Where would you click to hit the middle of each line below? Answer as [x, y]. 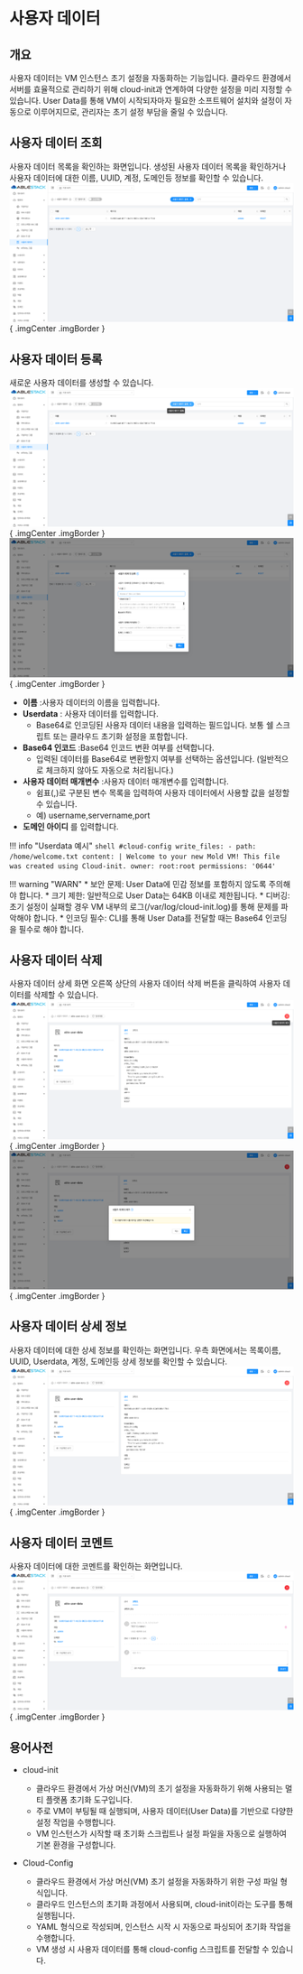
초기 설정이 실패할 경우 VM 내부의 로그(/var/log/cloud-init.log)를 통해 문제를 [144, 906]
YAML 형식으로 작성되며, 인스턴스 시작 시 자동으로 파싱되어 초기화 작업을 [163, 1927]
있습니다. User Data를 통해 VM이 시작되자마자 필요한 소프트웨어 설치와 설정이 [146, 101]
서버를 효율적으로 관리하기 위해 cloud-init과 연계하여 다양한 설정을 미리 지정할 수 [151, 89]
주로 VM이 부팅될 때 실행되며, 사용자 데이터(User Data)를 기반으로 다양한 [165, 1812]
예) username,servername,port [93, 815]
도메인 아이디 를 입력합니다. [70, 826]
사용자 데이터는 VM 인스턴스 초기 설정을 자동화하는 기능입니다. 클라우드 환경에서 [150, 78]
